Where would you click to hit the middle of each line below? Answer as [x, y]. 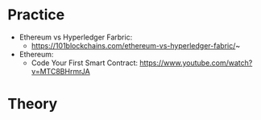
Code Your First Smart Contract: [85, 63]
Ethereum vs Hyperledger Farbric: [76, 37]
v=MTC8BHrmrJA [60, 71]
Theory [33, 104]
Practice [36, 15]
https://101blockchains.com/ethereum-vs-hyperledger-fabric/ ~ [136, 45]
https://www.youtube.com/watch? [196, 63]
